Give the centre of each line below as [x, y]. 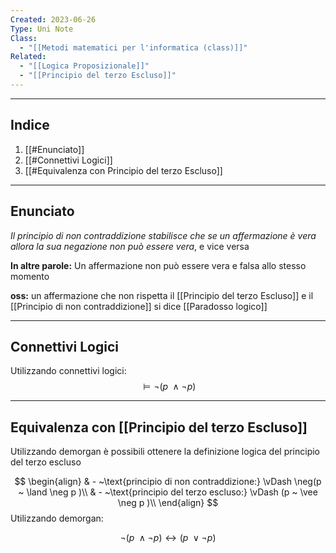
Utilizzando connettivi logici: [68, 371]
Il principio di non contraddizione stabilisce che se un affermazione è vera [163, 235]
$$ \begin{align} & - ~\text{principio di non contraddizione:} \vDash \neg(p [168, 482]
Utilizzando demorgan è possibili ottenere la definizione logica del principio [165, 452]
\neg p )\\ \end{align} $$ [168, 503]
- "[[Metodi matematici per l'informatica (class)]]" [133, 47]
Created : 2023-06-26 [53, 19]
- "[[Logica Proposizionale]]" [84, 66]
